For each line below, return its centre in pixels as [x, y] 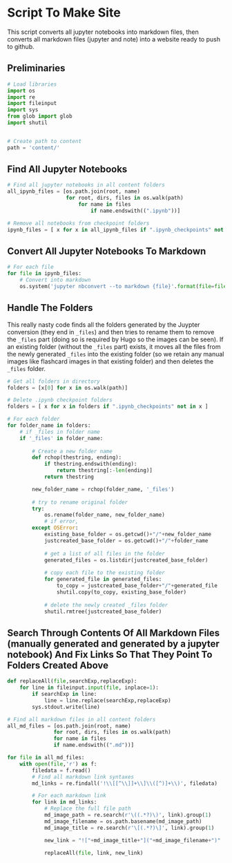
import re [21, 97]
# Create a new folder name [72, 451]
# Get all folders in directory [54, 381]
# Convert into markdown [55, 280]
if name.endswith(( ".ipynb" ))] [136, 211]
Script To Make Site [64, 13]
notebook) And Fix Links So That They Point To [110, 654]
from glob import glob [40, 116]
